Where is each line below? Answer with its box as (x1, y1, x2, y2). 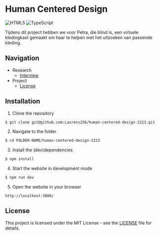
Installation (5, 97, 40, 105)
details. (5, 225, 20, 231)
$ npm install (5, 157, 34, 162)
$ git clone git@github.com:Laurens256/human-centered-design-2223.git (5, 120, 155, 125)
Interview (19, 72, 39, 78)
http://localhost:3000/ (5, 194, 54, 199)
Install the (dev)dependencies (12, 147, 73, 153)
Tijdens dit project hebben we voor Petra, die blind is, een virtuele (5, 29, 139, 35)
